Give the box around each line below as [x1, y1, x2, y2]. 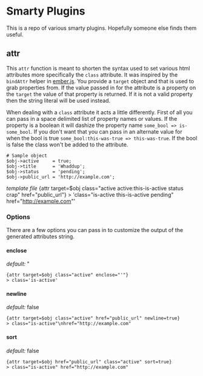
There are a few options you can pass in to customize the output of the [6, 227, 184, 234]
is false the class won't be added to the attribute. [6, 141, 128, 148]
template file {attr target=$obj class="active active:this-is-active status [6, 184, 184, 192]
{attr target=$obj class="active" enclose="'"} [6, 272, 129, 278]
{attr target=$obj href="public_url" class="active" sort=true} [6, 358, 172, 365]
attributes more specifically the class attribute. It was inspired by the [6, 71, 178, 78]
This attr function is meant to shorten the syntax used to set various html [6, 64, 190, 72]
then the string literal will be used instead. [6, 97, 111, 104]
